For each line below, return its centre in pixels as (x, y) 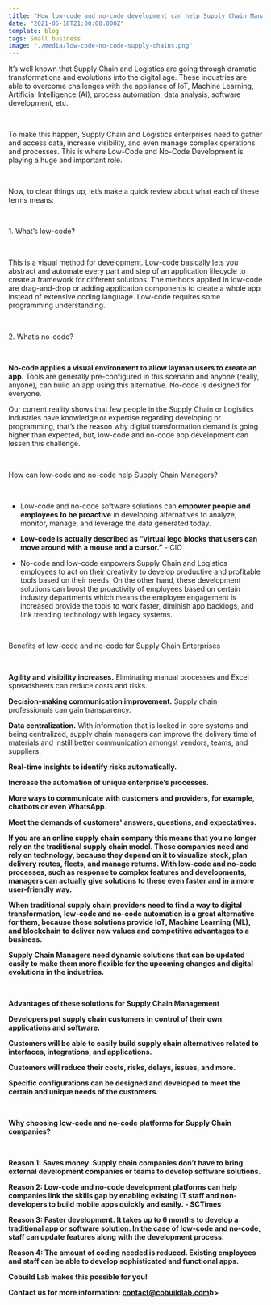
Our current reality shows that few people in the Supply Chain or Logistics (131, 409)
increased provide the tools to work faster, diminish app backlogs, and (137, 606)
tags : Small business (45, 38)
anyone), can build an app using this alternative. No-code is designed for (130, 385)
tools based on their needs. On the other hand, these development (130, 580)
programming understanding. (57, 305)
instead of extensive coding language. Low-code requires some (115, 297)
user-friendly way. (40, 889)
